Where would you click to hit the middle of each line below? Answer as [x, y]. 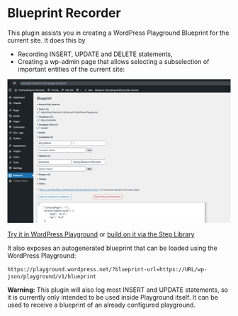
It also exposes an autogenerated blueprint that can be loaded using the [112, 248]
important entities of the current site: [71, 69]
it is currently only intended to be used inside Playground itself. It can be [113, 298]
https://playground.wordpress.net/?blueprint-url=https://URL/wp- [107, 270]
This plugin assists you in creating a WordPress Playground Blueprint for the [118, 33]
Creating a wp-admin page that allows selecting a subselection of [113, 61]
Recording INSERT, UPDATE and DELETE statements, [95, 54]
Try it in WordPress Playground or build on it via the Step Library [101, 234]
